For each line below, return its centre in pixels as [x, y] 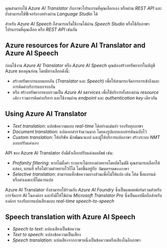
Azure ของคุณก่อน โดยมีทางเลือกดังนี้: [37, 71]
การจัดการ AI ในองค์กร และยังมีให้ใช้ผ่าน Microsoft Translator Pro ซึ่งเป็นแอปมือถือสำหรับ [83, 195]
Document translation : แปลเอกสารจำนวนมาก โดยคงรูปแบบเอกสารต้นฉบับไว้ [80, 131]
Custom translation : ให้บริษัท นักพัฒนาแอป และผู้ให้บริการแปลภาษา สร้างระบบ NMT [86, 137]
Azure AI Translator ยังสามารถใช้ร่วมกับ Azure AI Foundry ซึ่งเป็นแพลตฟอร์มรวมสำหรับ [83, 189]
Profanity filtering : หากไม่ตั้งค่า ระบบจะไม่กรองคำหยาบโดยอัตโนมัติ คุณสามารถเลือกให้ [86, 162]
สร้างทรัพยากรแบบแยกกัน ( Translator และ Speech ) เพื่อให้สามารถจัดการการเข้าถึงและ [86, 81]
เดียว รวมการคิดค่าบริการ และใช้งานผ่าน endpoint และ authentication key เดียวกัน [85, 97]
